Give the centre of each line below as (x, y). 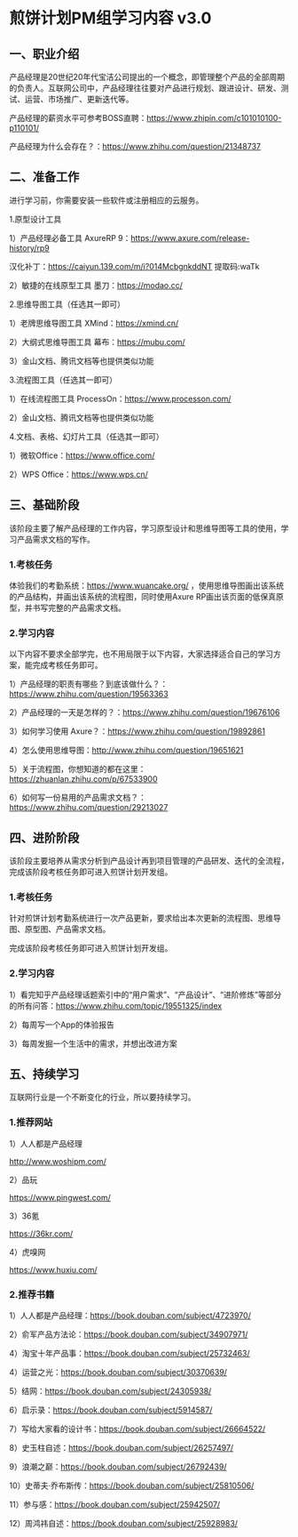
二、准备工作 (44, 177)
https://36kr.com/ (41, 1234)
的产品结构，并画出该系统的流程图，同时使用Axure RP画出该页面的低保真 (143, 596)
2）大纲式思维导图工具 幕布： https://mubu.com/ (98, 342)
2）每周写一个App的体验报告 (62, 1025)
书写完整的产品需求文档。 (79, 608)
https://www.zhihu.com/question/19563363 (89, 694)
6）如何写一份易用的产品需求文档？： (78, 798)
